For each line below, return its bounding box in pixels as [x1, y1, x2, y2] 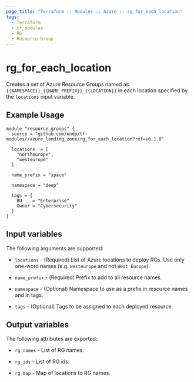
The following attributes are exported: [6, 336, 98, 343]
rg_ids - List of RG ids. [14, 358, 70, 365]
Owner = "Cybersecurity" [16, 203, 78, 209]
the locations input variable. [6, 93, 75, 100]
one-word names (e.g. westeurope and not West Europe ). [14, 262, 150, 269]
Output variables [6, 320, 69, 330]
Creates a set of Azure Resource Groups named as [6, 81, 129, 88]
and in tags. [14, 291, 44, 299]
